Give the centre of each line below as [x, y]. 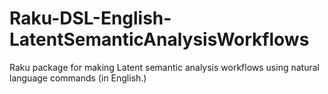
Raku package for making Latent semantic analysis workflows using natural [164, 67]
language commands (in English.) [78, 78]
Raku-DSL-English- [90, 18]
